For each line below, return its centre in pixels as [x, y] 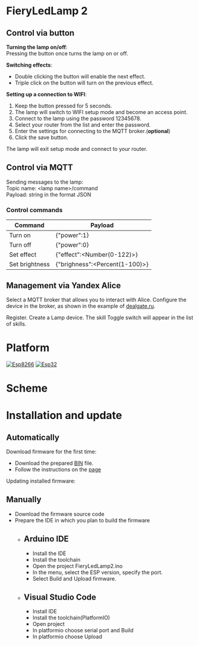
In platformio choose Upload [67, 636]
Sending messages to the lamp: [45, 182]
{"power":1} [72, 235]
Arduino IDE [46, 539]
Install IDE [45, 612]
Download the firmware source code [60, 514]
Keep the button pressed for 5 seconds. [63, 106]
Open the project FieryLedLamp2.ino [78, 566]
